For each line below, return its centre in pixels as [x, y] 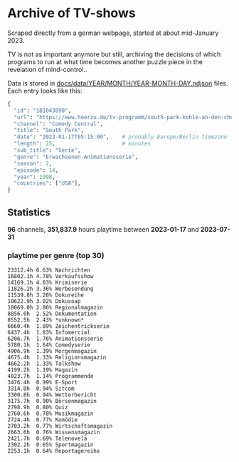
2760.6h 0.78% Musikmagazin [51, 414]
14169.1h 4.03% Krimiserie [47, 283]
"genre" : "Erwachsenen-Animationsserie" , [76, 157]
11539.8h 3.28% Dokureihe [46, 295]
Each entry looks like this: [45, 91]
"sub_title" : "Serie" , [47, 150]
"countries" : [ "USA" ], [47, 183]
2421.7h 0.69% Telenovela [47, 439]
